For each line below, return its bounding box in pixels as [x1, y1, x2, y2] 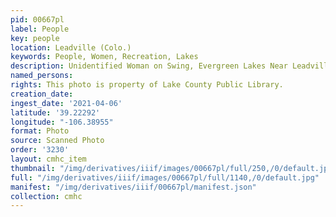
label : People [10, 24, 70, 34]
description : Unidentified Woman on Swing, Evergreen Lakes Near [10, 61, 288, 71]
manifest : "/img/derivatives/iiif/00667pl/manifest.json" [10, 182, 257, 192]
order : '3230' [10, 145, 70, 155]
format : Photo [10, 126, 70, 136]
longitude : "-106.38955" [10, 117, 114, 127]
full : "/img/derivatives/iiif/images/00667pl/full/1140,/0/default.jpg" [10, 172, 320, 183]
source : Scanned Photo [10, 136, 105, 146]
